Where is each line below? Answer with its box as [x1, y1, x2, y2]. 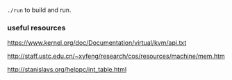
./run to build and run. [7, 6, 72, 14]
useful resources [7, 23, 66, 32]
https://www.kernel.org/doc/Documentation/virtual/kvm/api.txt [7, 39, 187, 47]
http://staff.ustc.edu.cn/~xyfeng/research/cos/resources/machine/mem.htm [7, 52, 226, 61]
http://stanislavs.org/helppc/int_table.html [7, 66, 127, 74]
